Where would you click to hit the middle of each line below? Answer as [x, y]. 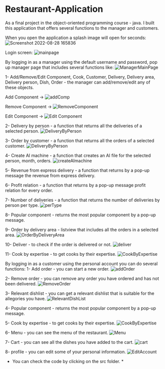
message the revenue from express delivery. [50, 175]
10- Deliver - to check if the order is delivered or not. [58, 244]
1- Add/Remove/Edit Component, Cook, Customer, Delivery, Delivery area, [80, 77]
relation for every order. [29, 190]
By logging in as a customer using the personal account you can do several [82, 264]
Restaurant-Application [54, 9]
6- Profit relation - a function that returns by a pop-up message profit [75, 185]
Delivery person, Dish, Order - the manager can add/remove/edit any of [78, 82]
